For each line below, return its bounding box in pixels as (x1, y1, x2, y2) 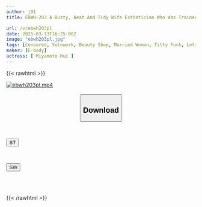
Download (83, 106, 119, 115)
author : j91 (6, 8, 36, 15)
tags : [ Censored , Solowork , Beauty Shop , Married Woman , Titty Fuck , (6, 42, 185, 48)
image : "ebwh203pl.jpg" (6, 37, 66, 43)
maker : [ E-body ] (6, 47, 47, 54)
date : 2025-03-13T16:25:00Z (6, 31, 77, 37)
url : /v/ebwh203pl (6, 25, 52, 31)
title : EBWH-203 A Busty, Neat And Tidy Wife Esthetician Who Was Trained (6, 14, 198, 20)
